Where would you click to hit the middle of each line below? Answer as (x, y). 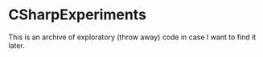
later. (17, 45)
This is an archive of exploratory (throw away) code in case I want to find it (132, 37)
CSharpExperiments (78, 15)
